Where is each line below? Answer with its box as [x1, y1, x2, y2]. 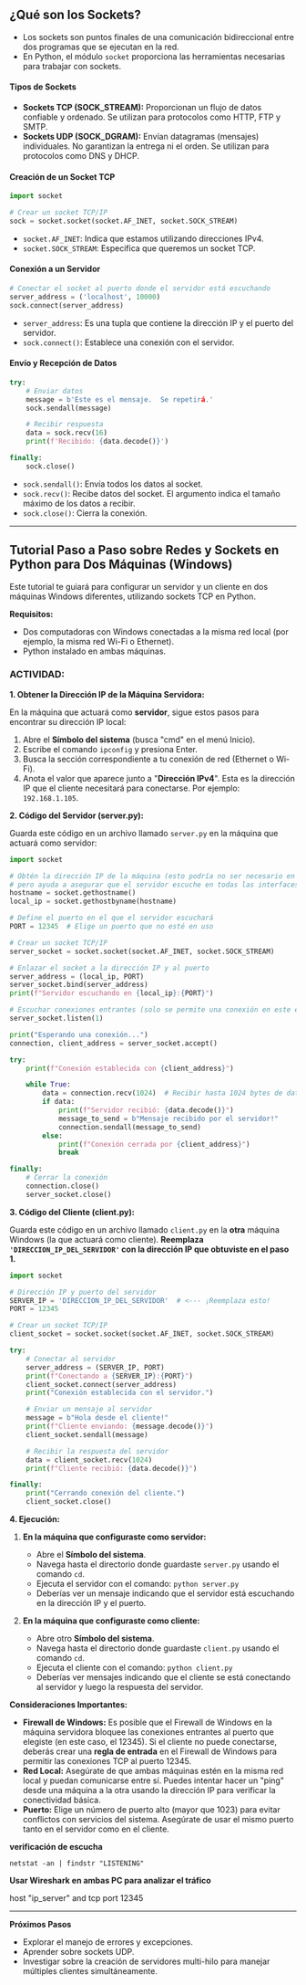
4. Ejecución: [9, 1514, 61, 1525]
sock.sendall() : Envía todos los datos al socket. [22, 478, 203, 489]
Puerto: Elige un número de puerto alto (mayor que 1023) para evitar [22, 1804, 280, 1815]
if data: [42, 1098, 76, 1107]
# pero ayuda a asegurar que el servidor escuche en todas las [9, 880, 255, 889]
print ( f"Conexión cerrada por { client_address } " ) [57, 1140, 250, 1149]
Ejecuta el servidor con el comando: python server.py [36, 1579, 240, 1590]
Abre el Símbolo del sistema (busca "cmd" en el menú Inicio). [22, 734, 256, 745]
